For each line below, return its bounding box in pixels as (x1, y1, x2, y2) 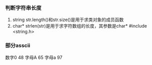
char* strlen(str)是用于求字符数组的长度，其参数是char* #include (12, 23, 147, 29)
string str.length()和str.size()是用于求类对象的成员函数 (12, 16, 124, 23)
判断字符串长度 (5, 4, 42, 11)
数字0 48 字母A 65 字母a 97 (5, 54, 63, 60)
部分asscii (5, 42, 31, 49)
